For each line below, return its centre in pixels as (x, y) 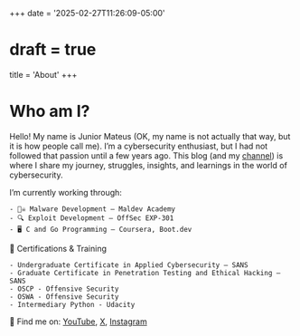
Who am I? (50, 111)
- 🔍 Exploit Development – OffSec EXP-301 (92, 218)
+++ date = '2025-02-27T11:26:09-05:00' (87, 13)
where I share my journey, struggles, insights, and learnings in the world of (148, 165)
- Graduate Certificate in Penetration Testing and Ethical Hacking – (145, 273)
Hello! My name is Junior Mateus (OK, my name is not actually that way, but (150, 136)
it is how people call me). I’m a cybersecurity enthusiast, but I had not (139, 146)
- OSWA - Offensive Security (64, 297)
